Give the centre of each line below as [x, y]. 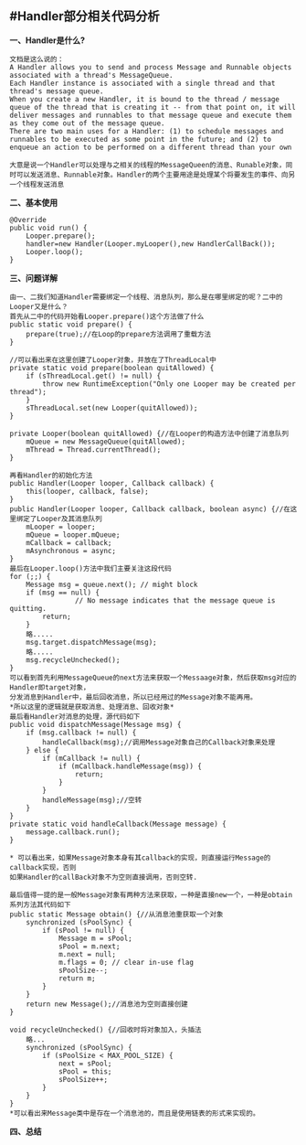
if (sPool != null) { [84, 930]
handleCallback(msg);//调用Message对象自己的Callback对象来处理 [159, 742]
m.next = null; [87, 954]
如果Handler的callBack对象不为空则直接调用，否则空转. [104, 877]
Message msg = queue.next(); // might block [112, 584]
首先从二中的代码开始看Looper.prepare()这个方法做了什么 [107, 316]
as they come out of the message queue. [88, 123]
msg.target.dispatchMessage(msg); [91, 642]
